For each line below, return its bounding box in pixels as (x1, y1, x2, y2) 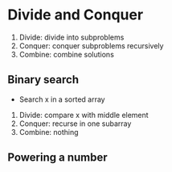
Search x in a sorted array (18, 94, 105, 104)
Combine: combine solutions (18, 49, 114, 59)
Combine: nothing (18, 127, 79, 136)
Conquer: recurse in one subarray (18, 119, 132, 128)
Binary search (7, 73, 80, 86)
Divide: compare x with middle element (18, 110, 149, 120)
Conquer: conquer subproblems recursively (18, 40, 164, 50)
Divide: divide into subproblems (18, 32, 125, 42)
